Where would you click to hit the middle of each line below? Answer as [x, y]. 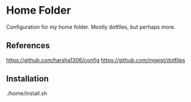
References [28, 46]
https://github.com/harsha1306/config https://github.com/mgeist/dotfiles [96, 60]
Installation [27, 79]
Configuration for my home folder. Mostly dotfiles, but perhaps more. [91, 27]
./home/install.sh [27, 93]
